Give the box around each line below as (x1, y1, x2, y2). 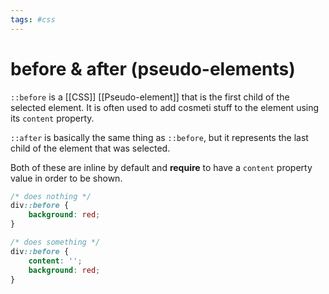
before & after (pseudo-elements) (10, 57, 296, 80)
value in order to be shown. (10, 172, 123, 184)
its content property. (10, 112, 95, 124)
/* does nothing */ (10, 191, 92, 201)
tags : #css (10, 14, 56, 25)
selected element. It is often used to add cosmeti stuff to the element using (10, 101, 320, 113)
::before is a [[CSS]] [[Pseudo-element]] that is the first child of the (10, 91, 290, 103)
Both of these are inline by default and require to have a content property (10, 161, 313, 173)
